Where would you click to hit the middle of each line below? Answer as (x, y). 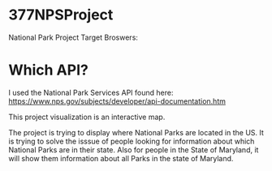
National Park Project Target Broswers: (73, 37)
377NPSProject (61, 15)
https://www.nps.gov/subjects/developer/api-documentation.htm (117, 101)
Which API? (49, 70)
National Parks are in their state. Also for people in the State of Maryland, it (134, 150)
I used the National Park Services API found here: (91, 92)
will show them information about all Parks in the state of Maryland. (121, 158)
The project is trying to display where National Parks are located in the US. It (136, 132)
